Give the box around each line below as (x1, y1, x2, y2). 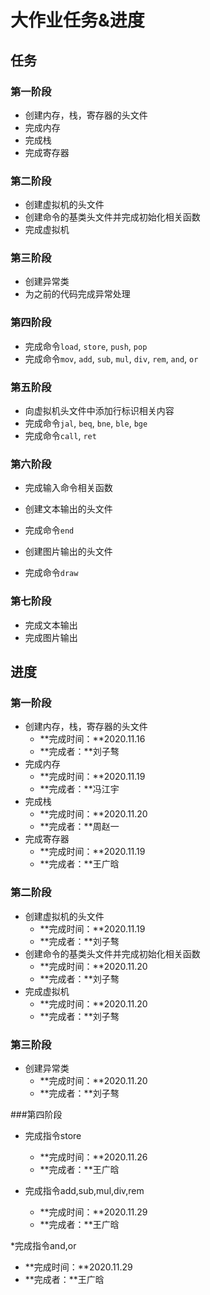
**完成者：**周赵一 (39, 821, 120, 833)
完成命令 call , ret (24, 430, 97, 442)
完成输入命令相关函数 (24, 482, 113, 494)
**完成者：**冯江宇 (39, 783, 120, 795)
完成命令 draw (24, 567, 79, 579)
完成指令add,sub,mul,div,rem (24, 1184, 145, 1196)
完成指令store (24, 1129, 82, 1141)
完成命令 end (24, 524, 75, 536)
